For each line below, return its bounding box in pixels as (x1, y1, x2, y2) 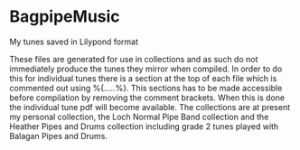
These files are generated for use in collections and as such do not (9, 53, 258, 64)
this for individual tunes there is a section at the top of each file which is (9, 72, 277, 83)
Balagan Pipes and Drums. (9, 130, 108, 141)
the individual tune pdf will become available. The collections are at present (9, 101, 291, 112)
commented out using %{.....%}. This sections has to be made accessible (9, 82, 283, 93)
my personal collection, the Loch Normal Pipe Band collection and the (9, 111, 269, 122)
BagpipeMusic (9, 6, 120, 27)
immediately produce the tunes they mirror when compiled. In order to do (9, 63, 283, 74)
